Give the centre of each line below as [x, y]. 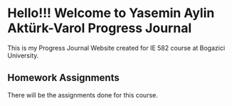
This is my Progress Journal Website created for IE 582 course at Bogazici [116, 48]
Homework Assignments [63, 78]
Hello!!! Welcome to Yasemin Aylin [111, 13]
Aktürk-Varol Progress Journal [100, 28]
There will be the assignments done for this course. [83, 95]
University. [23, 55]
